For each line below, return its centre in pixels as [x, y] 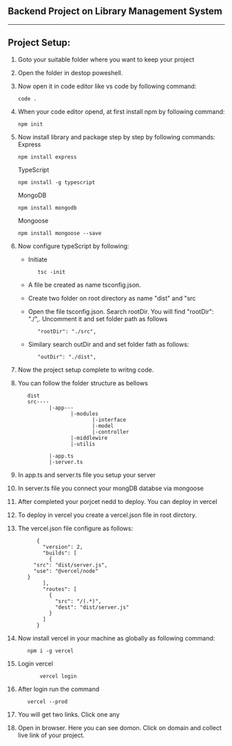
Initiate [38, 259]
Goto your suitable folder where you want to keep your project [106, 59]
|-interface [109, 420]
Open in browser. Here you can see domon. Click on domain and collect [120, 727]
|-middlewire [89, 438]
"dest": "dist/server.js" [92, 607]
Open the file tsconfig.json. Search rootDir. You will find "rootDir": [121, 311]
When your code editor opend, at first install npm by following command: [121, 111]
